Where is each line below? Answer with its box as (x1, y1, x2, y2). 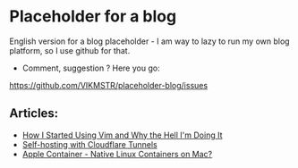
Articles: (9, 105, 59, 122)
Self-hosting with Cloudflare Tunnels (21, 139, 158, 149)
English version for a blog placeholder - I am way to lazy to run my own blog (9, 36, 290, 46)
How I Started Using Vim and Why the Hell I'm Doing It (21, 130, 223, 140)
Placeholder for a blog (9, 6, 177, 27)
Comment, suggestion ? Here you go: (21, 63, 160, 73)
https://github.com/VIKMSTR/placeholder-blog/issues (9, 80, 209, 90)
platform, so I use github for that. (9, 45, 131, 55)
